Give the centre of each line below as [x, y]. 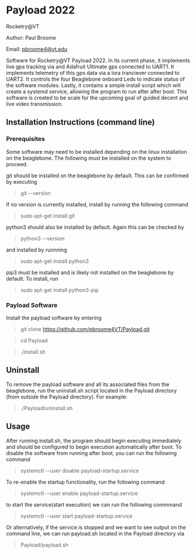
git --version [35, 193]
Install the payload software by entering [54, 318]
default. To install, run [32, 278]
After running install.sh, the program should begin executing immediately [94, 441]
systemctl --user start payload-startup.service [76, 516]
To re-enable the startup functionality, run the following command [85, 482]
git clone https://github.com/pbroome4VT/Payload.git [85, 329]
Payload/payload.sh [44, 545]
